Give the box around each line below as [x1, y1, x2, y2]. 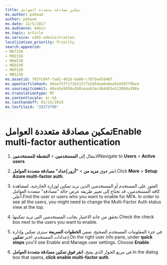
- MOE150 [5, 53, 23, 59]
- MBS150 [5, 72, 23, 77]
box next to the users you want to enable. [12, 219, 98, 225]
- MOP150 [5, 68, 23, 73]
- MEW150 [5, 58, 23, 63]
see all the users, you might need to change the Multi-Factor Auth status [12, 199, 162, 205]
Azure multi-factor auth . [12, 173, 64, 179]
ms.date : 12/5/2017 [5, 21, 46, 26]
